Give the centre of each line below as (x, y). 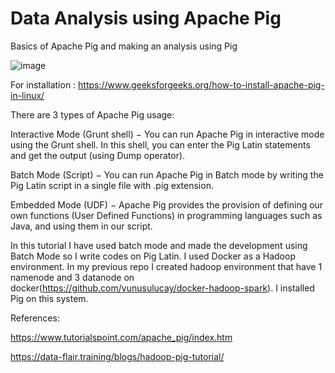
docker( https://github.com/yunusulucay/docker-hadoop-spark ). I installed (162, 288)
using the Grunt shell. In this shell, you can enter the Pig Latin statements (160, 144)
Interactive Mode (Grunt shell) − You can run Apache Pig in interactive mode (167, 134)
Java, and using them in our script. (81, 226)
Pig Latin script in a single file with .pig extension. (112, 185)
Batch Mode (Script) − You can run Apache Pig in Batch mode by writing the (167, 174)
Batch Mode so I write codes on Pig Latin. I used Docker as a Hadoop (153, 256)
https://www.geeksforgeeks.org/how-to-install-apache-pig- (201, 84)
